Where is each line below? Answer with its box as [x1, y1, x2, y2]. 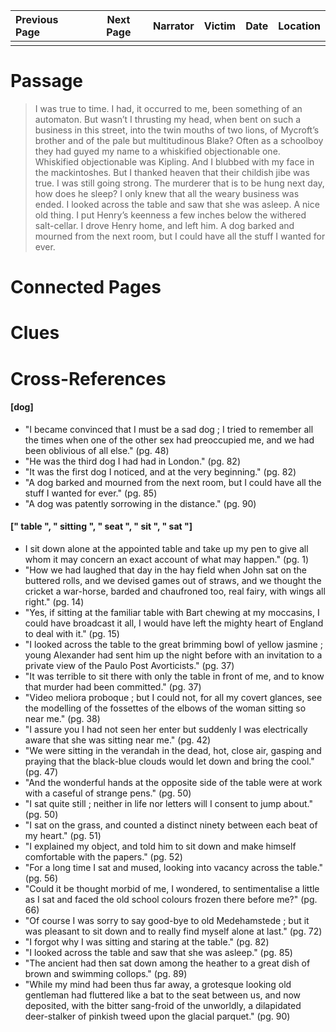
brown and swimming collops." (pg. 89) [24, 967, 188, 979]
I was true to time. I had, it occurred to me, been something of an [34, 102, 303, 114]
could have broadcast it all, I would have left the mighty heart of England [24, 617, 324, 629]
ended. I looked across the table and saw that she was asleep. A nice [34, 198, 320, 210]
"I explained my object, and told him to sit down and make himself [24, 840, 297, 852]
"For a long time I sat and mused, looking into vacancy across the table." [24, 861, 324, 873]
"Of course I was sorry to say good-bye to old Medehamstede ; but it [24, 914, 310, 926]
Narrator [152, 19, 195, 33]
